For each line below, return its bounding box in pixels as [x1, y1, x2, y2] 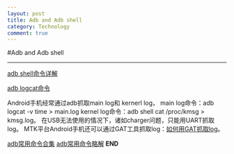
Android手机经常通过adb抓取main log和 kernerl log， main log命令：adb [7, 99, 214, 108]
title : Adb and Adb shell [7, 17, 82, 24]
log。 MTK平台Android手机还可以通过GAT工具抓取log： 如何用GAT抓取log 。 [7, 125, 224, 133]
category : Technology [7, 23, 70, 30]
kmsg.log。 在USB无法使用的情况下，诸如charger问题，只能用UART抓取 [7, 116, 214, 125]
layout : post [7, 10, 45, 17]
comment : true [7, 29, 49, 37]
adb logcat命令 [7, 84, 50, 92]
